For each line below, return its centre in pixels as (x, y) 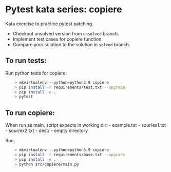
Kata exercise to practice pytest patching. (49, 24)
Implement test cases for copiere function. (58, 39)
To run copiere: (30, 113)
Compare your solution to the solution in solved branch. (71, 44)
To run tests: (26, 61)
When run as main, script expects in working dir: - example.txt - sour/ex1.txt (85, 125)
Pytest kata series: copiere (64, 9)
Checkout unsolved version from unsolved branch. (66, 33)
